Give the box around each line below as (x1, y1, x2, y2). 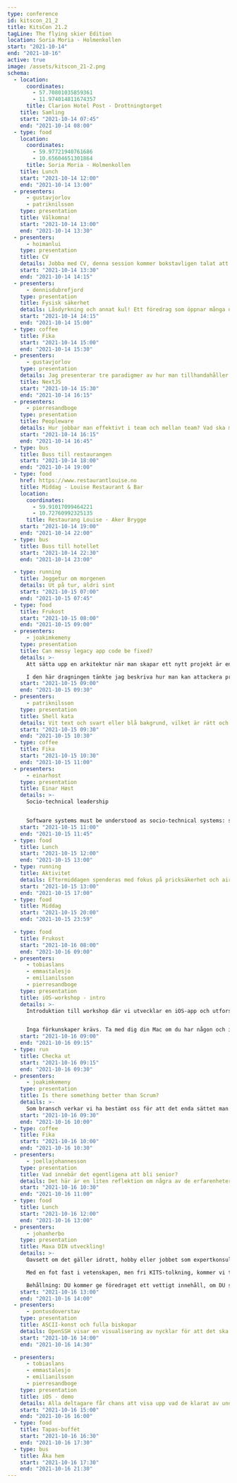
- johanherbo (25, 1230, 65, 1237)
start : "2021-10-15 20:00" (20, 909, 99, 916)
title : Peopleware (20, 418, 74, 425)
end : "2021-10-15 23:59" (20, 916, 93, 923)
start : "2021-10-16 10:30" (20, 1184, 99, 1191)
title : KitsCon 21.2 (7, 23, 68, 30)
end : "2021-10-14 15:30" (20, 346, 93, 353)
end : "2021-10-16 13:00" (20, 1217, 93, 1224)
